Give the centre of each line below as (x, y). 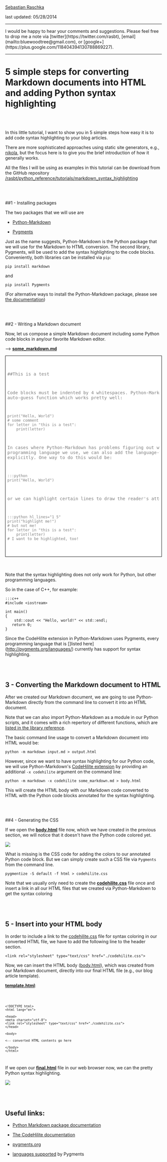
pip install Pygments (28, 285)
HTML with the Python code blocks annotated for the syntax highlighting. (80, 795)
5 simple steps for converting (67, 72)
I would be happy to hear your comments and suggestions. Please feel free (82, 31)
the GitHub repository (27, 173)
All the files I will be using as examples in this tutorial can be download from (83, 167)
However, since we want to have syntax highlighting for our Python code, (80, 761)
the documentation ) (25, 299)
